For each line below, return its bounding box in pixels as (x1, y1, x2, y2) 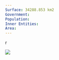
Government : (5, 12, 30, 17)
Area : (5, 26, 16, 31)
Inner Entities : (5, 21, 39, 26)
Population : (5, 16, 30, 21)
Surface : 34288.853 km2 (5, 7, 55, 12)
